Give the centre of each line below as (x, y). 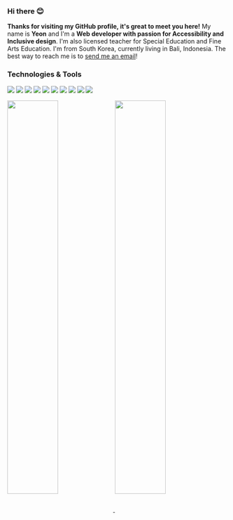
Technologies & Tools (44, 74)
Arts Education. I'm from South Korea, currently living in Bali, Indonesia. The (116, 49)
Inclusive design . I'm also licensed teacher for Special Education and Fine (114, 41)
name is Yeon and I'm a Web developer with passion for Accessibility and (115, 34)
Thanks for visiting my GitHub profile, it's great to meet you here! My (109, 27)
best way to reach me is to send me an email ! (72, 56)
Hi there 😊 (26, 11)
